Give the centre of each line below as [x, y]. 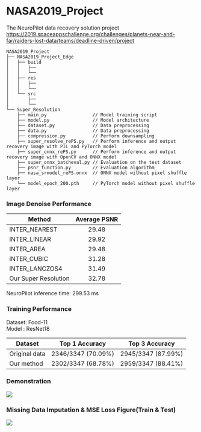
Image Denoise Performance [49, 204]
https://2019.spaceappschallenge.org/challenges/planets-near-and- [91, 34]
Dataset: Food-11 [27, 322]
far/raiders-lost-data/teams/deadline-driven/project [70, 40]
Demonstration [29, 381]
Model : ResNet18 [28, 328]
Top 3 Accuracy [152, 343]
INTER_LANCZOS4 [36, 269]
